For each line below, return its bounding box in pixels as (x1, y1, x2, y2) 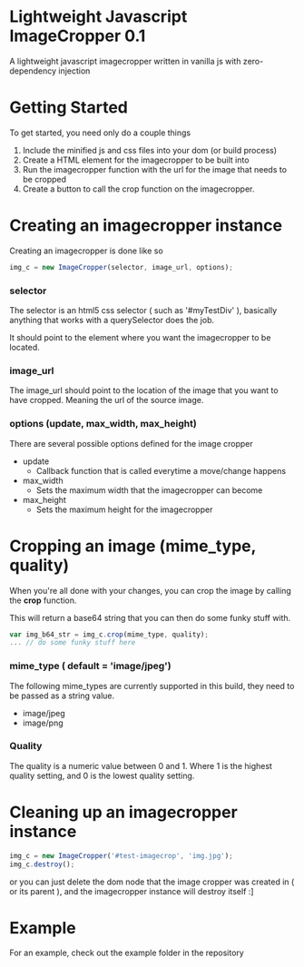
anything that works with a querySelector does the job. (9, 314, 215, 325)
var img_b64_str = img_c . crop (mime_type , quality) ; (9, 629, 209, 639)
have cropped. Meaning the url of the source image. (9, 395, 204, 406)
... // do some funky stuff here (9, 638, 136, 647)
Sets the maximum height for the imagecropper (35, 504, 213, 515)
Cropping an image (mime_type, (9, 536, 257, 556)
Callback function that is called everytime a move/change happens (35, 465, 287, 476)
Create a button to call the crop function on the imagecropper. (22, 183, 255, 194)
